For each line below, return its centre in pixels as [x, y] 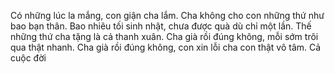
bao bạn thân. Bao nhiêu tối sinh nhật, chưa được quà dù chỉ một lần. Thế [161, 26]
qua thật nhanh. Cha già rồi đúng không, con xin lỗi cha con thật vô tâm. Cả [166, 47]
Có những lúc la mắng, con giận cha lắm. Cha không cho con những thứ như [167, 15]
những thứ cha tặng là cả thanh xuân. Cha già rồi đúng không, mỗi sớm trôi [164, 36]
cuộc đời [28, 58]
